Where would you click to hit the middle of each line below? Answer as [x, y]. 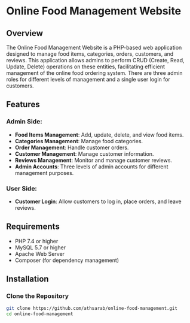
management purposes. [44, 173]
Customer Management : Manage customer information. [84, 153]
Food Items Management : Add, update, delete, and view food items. [99, 135]
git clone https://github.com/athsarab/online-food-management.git [92, 309]
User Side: [22, 188]
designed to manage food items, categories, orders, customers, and [90, 54]
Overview [25, 33]
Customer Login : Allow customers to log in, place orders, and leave [98, 201]
